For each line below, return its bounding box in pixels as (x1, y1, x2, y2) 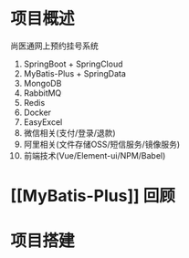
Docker (23, 107, 52, 118)
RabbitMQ (23, 88, 62, 98)
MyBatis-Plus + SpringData (23, 67, 127, 78)
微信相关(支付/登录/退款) (23, 127, 117, 138)
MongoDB (23, 77, 62, 88)
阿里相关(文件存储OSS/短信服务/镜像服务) (23, 139, 181, 150)
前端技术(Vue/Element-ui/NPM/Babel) (23, 150, 166, 160)
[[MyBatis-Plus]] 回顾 (10, 186, 176, 206)
